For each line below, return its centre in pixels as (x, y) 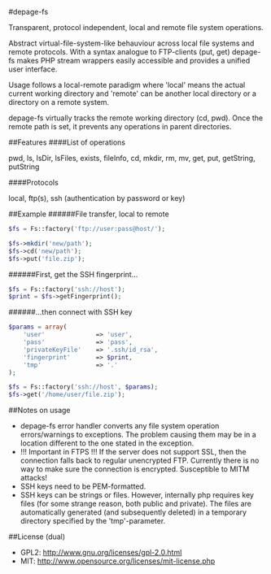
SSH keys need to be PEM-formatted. (83, 486)
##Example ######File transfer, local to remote (89, 214)
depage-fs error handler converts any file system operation (120, 426)
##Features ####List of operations (67, 142)
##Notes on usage (39, 411)
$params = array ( (38, 327)
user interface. (33, 69)
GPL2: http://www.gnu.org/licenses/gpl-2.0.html (101, 553)
